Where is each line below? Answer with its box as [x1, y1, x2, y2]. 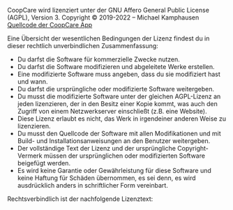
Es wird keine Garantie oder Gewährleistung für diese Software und [17, 167, 211, 174]
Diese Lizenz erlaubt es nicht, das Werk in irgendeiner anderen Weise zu [17, 114, 227, 123]
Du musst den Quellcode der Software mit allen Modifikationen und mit [17, 129, 221, 137]
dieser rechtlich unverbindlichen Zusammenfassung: [7, 42, 158, 50]
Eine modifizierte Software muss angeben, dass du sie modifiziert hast [17, 70, 221, 78]
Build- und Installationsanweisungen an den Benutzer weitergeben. [17, 137, 211, 145]
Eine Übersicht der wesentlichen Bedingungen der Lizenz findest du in [7, 34, 210, 43]
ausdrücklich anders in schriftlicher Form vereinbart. [17, 181, 169, 189]
